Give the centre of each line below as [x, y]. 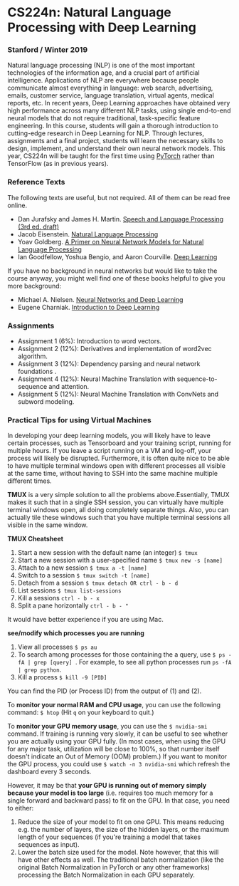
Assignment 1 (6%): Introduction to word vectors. [90, 341]
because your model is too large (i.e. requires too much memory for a [110, 793]
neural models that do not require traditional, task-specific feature [104, 118]
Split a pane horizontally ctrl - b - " [73, 605]
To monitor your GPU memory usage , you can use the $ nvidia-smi [107, 726]
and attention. [69, 387]
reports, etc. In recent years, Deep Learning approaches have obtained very [119, 103]
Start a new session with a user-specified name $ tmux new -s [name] [120, 561]
